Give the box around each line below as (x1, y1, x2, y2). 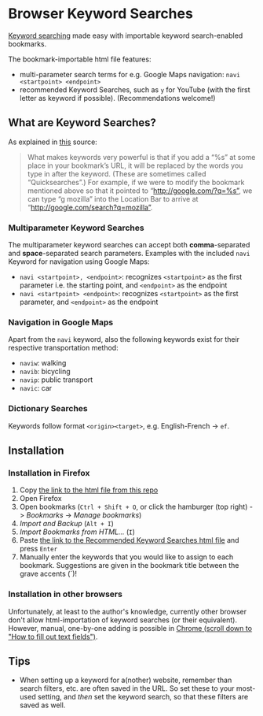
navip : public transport (19, 375, 93, 384)
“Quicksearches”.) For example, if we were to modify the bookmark (27, 177, 245, 187)
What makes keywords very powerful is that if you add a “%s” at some (27, 152, 256, 161)
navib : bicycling (19, 367, 71, 377)
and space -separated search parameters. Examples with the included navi (8, 249, 250, 258)
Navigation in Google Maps (8, 317, 114, 328)
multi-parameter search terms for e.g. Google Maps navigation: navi (19, 69, 241, 79)
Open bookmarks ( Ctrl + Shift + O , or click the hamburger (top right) (19, 502, 248, 512)
